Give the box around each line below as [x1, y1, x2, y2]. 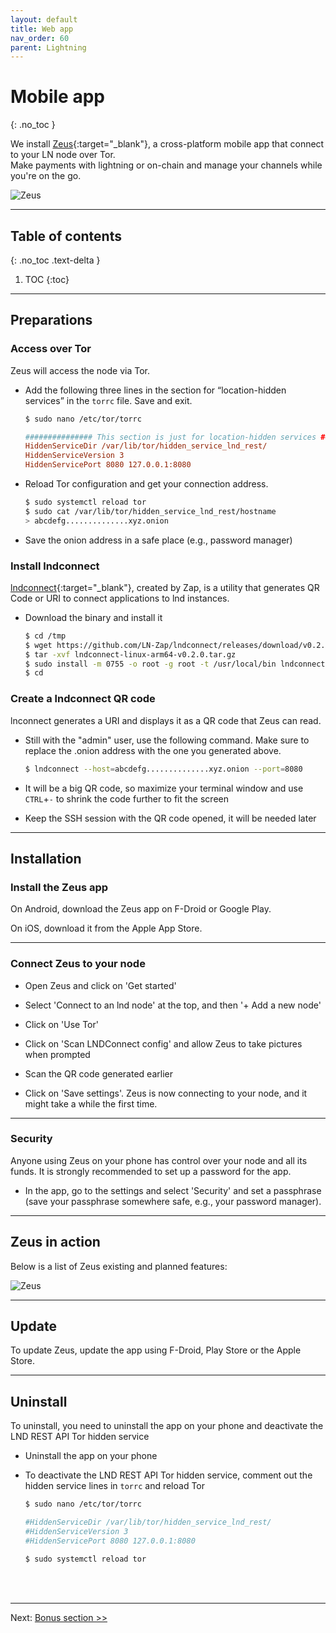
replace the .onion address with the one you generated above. [24, 744, 282, 756]
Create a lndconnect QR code [10, 692, 156, 706]
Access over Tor [10, 342, 92, 356]
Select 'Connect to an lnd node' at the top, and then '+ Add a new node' [24, 999, 322, 1011]
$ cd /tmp [24, 631, 67, 641]
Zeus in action [10, 1234, 101, 1251]
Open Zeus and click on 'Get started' [24, 979, 177, 991]
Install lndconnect [10, 559, 100, 573]
